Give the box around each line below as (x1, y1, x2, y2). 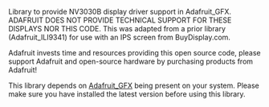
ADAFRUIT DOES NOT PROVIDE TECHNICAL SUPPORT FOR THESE (8, 15, 232, 25)
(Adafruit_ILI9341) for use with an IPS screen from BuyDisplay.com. (8, 32, 231, 42)
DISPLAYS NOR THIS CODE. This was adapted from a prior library (8, 24, 226, 33)
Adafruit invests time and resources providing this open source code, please (8, 48, 261, 57)
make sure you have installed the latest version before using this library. (8, 89, 247, 99)
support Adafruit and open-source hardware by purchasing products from (8, 56, 254, 66)
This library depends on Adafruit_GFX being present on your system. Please (8, 80, 259, 90)
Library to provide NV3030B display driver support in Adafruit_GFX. (8, 7, 231, 16)
